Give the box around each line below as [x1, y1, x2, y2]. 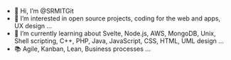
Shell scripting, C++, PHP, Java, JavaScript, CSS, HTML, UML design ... [14, 37, 224, 45]
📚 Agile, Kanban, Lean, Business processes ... [14, 44, 151, 53]
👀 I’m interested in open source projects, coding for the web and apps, [14, 14, 221, 23]
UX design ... [14, 22, 53, 30]
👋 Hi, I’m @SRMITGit [14, 7, 74, 15]
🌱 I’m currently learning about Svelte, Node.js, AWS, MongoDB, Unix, [14, 29, 216, 37]
